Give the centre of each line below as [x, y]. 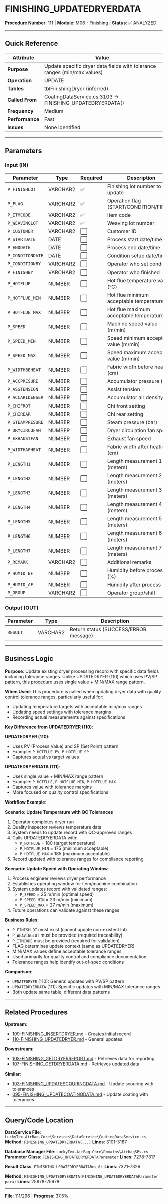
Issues [16, 127]
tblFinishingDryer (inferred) [76, 88]
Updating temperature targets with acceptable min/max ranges [77, 706]
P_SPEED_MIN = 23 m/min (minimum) [56, 899]
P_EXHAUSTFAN [23, 439]
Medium [54, 111]
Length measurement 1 [135, 461]
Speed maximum [127, 353]
